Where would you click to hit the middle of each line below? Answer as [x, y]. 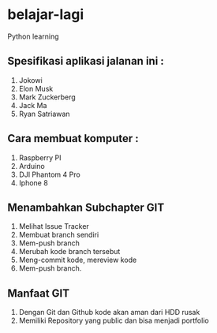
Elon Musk [36, 88]
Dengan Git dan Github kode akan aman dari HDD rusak [109, 312]
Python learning [34, 36]
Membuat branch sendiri [59, 235]
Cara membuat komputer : [73, 138]
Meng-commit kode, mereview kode [78, 260]
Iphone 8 [33, 182]
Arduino [32, 166]
